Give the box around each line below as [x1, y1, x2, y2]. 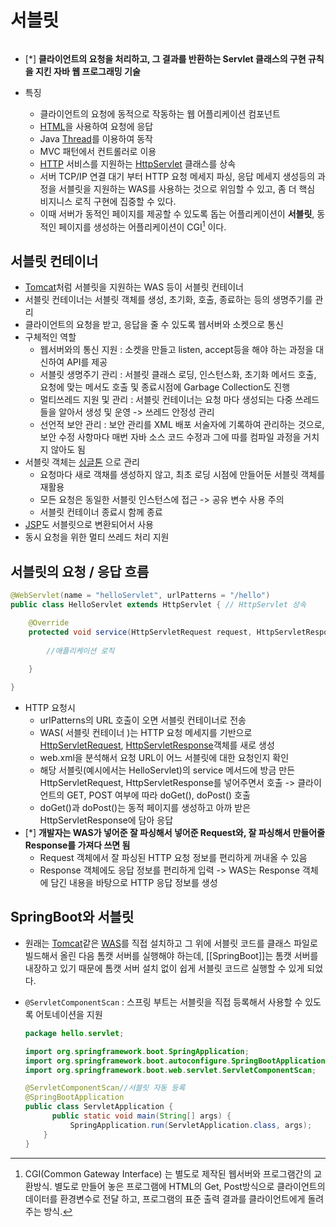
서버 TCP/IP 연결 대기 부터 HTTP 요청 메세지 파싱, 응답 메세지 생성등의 [39, 170, 316, 182]
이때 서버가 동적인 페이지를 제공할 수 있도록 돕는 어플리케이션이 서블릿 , [39, 207, 315, 220]
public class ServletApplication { [24, 1102, 174, 1112]
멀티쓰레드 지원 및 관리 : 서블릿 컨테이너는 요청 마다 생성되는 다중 [39, 394, 293, 406]
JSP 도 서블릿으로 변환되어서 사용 [24, 519, 154, 531]
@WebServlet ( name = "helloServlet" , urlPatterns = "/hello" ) [10, 591, 271, 601]
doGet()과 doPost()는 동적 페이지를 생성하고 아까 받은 [39, 802, 252, 814]
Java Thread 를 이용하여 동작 [39, 132, 153, 145]
